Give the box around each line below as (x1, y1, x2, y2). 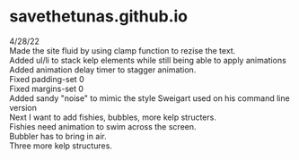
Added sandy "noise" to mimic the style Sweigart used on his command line (9, 92, 290, 104)
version (9, 102, 38, 113)
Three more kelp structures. (9, 140, 112, 151)
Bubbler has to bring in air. (9, 131, 108, 141)
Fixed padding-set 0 (9, 73, 84, 84)
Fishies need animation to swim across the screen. (9, 121, 197, 131)
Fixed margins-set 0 (9, 83, 84, 94)
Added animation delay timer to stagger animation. (9, 64, 197, 75)
